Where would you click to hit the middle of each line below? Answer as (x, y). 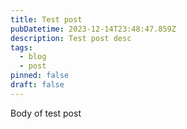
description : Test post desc (71, 38)
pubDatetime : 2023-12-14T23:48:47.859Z (93, 29)
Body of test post (46, 113)
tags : (21, 47)
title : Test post (46, 19)
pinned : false (40, 76)
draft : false (37, 85)
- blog (33, 57)
